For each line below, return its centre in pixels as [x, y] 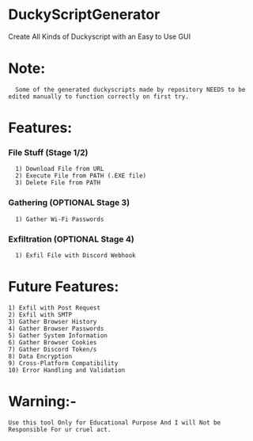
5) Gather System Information [58, 335]
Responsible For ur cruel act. [60, 429]
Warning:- [42, 402]
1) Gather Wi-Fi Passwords [60, 219]
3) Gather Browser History [53, 321]
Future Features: [64, 287]
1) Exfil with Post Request [55, 308]
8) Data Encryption [40, 356]
